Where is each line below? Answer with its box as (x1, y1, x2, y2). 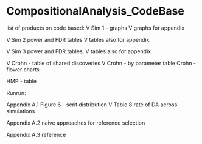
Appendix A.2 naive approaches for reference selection (6, 119, 145, 126)
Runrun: (6, 89, 26, 96)
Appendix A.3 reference (6, 131, 66, 138)
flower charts (6, 65, 40, 73)
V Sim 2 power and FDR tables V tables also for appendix (6, 36, 150, 43)
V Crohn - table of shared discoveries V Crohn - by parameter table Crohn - (6, 59, 197, 67)
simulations (6, 107, 35, 114)
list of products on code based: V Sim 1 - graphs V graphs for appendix (6, 24, 185, 31)
